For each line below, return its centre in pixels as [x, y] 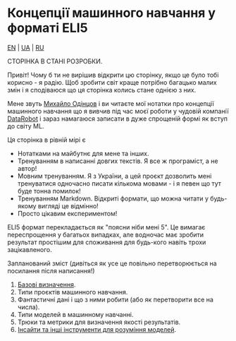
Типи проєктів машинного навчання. [73, 292]
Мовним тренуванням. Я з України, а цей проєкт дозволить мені [114, 176]
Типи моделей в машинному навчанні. [75, 314]
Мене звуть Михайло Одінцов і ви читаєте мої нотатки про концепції [111, 103]
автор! [27, 168]
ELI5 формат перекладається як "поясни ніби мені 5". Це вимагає [106, 227]
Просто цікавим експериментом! [67, 213]
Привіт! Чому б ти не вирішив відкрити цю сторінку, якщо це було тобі [113, 75]
